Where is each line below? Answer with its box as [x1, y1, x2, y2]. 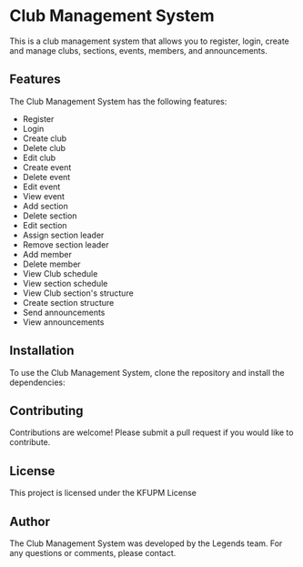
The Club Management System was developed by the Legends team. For [9, 538, 283, 549]
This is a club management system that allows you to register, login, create [9, 35, 289, 46]
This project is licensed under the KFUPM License [9, 488, 197, 499]
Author [9, 513, 50, 529]
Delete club [22, 142, 66, 153]
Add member [22, 248, 73, 259]
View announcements [22, 316, 105, 328]
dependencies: [9, 377, 66, 388]
